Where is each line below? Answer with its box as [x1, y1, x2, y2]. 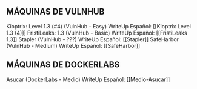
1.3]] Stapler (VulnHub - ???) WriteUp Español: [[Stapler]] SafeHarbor [6, 35, 179, 43]
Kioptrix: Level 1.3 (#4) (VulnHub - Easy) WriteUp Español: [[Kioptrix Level [6, 22, 191, 30]
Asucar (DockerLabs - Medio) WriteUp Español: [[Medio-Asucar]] [6, 76, 170, 83]
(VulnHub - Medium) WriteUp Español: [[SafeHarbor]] [6, 42, 141, 49]
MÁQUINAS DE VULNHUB [6, 7, 105, 17]
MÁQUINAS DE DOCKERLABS [6, 59, 120, 70]
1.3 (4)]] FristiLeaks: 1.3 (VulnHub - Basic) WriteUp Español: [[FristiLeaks [6, 29, 187, 36]
